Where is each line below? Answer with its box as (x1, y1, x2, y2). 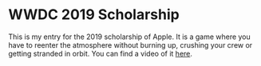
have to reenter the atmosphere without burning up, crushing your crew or (8, 40, 253, 49)
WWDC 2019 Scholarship (8, 6, 180, 24)
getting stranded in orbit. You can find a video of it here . (8, 49, 193, 58)
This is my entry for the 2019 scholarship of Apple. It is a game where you (8, 32, 251, 41)
